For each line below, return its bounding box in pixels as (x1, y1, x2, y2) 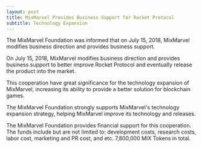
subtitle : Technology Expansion (6, 20, 88, 26)
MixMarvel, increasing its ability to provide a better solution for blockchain (6, 86, 191, 93)
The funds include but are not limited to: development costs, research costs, (6, 128, 197, 136)
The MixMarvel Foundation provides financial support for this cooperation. (6, 122, 192, 129)
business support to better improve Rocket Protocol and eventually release (6, 61, 192, 68)
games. (6, 92, 25, 100)
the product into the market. (6, 68, 76, 75)
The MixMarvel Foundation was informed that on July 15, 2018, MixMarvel (6, 37, 190, 44)
